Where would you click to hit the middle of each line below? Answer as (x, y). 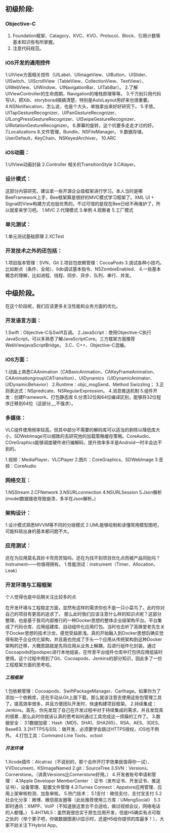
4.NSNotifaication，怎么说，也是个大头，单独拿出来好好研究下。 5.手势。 (81, 106)
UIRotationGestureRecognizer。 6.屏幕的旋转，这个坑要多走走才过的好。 (81, 125)
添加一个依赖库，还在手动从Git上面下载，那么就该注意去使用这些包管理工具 (83, 698)
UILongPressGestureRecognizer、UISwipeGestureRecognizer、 (72, 119)
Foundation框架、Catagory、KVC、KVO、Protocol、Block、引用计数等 (87, 36)
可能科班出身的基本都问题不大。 (38, 531)
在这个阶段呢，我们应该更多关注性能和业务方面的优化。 (63, 306)
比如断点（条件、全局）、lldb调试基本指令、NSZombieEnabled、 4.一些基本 (83, 269)
